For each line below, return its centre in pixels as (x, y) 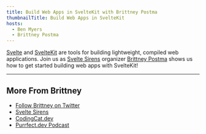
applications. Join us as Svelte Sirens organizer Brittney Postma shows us (100, 59)
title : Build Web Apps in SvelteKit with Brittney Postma (82, 12)
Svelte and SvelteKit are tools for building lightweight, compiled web (93, 52)
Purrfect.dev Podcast (42, 125)
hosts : (15, 23)
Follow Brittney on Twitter (48, 105)
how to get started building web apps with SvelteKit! (72, 66)
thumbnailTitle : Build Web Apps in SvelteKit (65, 18)
